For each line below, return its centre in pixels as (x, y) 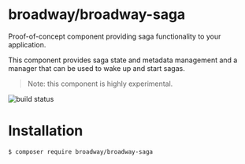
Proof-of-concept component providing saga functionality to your (115, 36)
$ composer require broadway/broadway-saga (81, 151)
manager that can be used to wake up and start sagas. (97, 68)
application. (27, 44)
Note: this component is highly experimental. (100, 84)
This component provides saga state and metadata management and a (123, 60)
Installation (46, 131)
